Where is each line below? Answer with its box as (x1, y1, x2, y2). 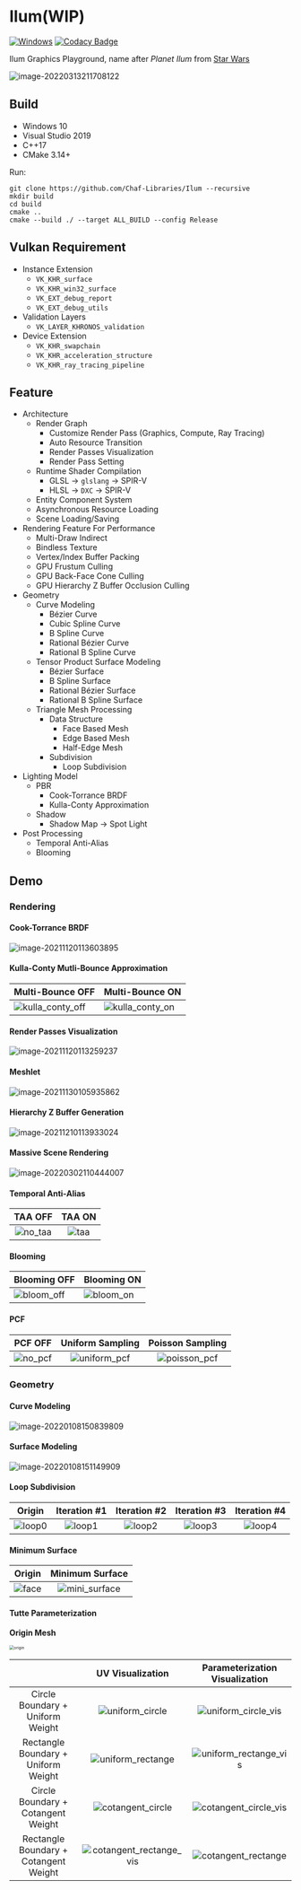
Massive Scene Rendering (9, 1147, 109, 1159)
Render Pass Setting (48, 456, 125, 468)
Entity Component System (35, 494, 133, 505)
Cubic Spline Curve (48, 618, 121, 629)
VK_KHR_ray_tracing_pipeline (35, 361, 145, 370)
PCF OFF (13, 1336, 52, 1349)
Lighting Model (21, 771, 78, 782)
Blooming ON (83, 1273, 142, 1286)
